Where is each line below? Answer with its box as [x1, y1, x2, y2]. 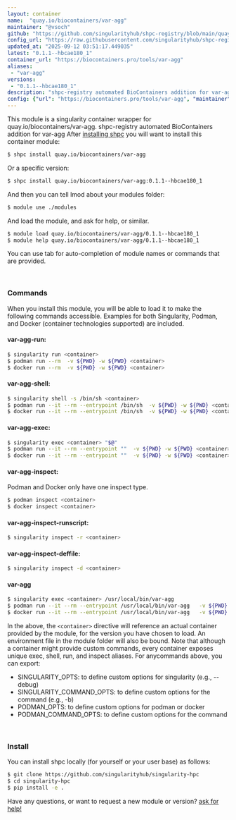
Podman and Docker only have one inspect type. [7, 483, 149, 491]
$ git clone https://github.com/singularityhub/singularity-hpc [7, 771, 199, 778]
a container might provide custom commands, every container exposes [7, 644, 214, 653]
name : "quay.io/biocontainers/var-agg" [7, 17, 128, 24]
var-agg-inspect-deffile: [7, 549, 81, 558]
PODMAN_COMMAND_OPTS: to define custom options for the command [17, 710, 228, 719]
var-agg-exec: [7, 423, 51, 432]
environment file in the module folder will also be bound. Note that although [7, 637, 226, 645]
